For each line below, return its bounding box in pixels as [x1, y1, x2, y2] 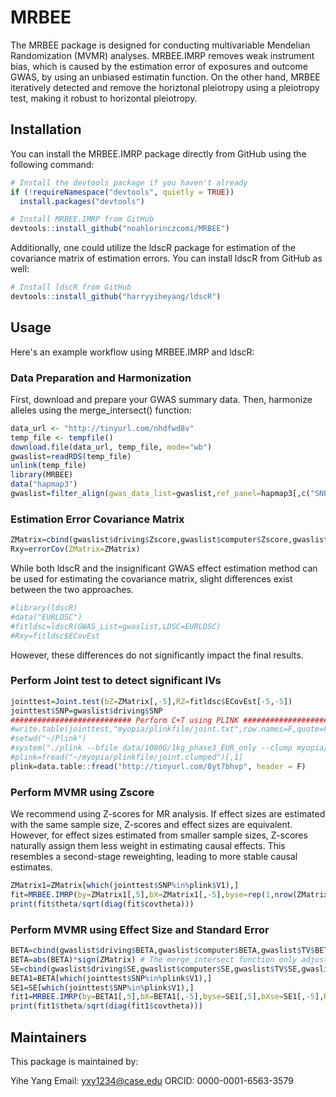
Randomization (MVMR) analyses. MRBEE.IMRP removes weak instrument [10, 49, 315, 61]
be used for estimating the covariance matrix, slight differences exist [10, 573, 293, 585]
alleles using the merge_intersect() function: [10, 404, 192, 416]
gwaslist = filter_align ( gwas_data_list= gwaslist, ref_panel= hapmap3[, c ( [10, 489, 311, 499]
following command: [10, 158, 95, 170]
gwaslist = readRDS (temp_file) [10, 451, 132, 461]
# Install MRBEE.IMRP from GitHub [10, 214, 155, 225]
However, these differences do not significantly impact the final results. [10, 649, 304, 661]
